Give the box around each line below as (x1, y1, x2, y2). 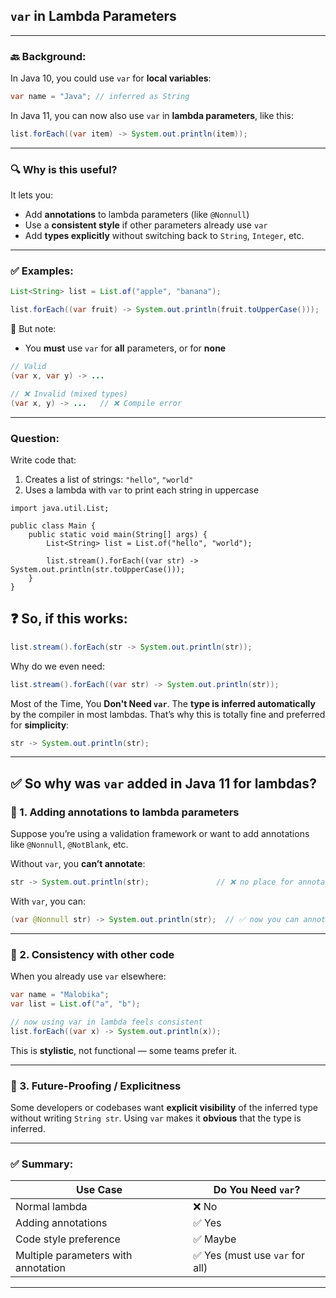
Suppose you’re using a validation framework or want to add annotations (10, 828, 310, 840)
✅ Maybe (193, 1232, 237, 1246)
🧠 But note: (10, 323, 57, 335)
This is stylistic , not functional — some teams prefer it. (10, 1044, 238, 1056)
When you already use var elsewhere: (10, 970, 167, 983)
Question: (10, 431, 60, 445)
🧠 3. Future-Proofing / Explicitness (10, 1079, 182, 1093)
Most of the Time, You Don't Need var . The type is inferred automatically (10, 697, 316, 709)
